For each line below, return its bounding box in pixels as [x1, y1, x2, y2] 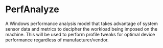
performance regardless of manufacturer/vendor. [5, 37, 109, 43]
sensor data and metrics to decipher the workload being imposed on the [5, 26, 157, 32]
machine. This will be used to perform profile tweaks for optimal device [5, 31, 155, 37]
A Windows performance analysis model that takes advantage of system [5, 20, 158, 27]
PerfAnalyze [5, 4, 60, 15]
